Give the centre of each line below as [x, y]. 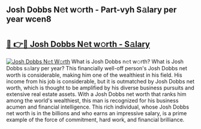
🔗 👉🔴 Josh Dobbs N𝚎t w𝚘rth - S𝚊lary [78, 44]
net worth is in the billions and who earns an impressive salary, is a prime [97, 113]
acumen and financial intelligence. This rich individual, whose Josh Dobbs [98, 107]
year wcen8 [29, 19]
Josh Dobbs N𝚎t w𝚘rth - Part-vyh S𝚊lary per [91, 10]
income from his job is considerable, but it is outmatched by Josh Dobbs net [100, 81]
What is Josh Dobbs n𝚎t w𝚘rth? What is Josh [127, 61]
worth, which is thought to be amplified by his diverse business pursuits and [100, 88]
